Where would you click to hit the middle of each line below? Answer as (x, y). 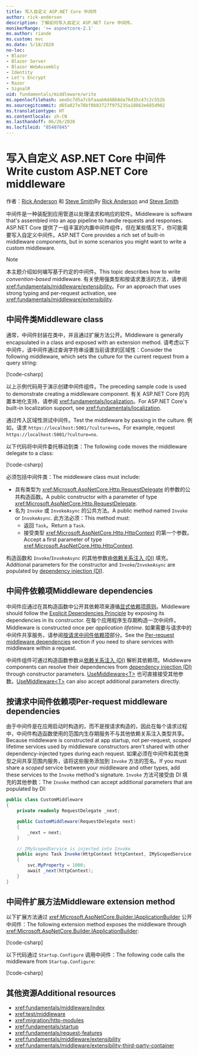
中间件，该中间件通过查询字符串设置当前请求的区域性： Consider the (89, 350)
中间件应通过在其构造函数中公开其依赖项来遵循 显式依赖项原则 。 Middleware (98, 606)
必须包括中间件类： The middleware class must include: (73, 477)
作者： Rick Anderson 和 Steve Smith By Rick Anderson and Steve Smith (92, 201)
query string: (22, 363)
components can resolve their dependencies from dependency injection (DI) (99, 667)
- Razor (16, 84)
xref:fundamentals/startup (46, 1027)
